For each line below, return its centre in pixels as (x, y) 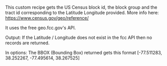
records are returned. (27, 43)
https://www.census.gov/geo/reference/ (47, 18)
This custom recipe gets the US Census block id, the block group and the (81, 7)
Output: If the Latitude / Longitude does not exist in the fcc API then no (79, 38)
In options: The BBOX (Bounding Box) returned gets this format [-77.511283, (84, 53)
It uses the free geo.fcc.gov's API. (41, 28)
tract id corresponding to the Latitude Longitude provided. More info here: (82, 13)
